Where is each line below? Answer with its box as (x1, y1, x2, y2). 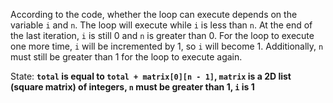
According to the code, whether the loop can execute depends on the (10, 9, 298, 20)
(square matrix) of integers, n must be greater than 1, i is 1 (10, 81, 255, 93)
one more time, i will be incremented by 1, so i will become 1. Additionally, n (10, 40, 324, 52)
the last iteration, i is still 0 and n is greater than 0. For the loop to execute (10, 30, 315, 41)
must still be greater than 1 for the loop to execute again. (10, 51, 243, 63)
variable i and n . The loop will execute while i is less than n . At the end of (10, 19, 313, 31)
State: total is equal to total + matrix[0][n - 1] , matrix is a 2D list (10, 70, 292, 82)
